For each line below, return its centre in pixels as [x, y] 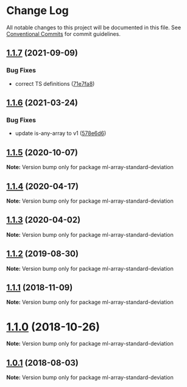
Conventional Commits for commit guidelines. [63, 33]
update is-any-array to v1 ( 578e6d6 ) [61, 133]
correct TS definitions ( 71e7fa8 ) [55, 83]
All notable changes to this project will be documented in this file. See [94, 27]
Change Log [37, 11]
